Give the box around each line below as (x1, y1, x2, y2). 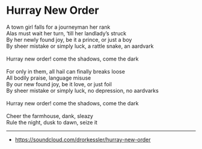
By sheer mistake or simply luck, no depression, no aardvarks (6, 87, 159, 94)
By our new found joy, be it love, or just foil (6, 80, 112, 87)
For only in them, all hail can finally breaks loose (6, 68, 125, 75)
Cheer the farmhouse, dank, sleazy (6, 112, 93, 120)
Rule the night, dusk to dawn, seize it (6, 118, 98, 126)
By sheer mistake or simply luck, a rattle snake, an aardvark (6, 42, 154, 50)
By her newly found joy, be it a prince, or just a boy (6, 36, 132, 43)
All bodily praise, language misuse (6, 74, 91, 81)
